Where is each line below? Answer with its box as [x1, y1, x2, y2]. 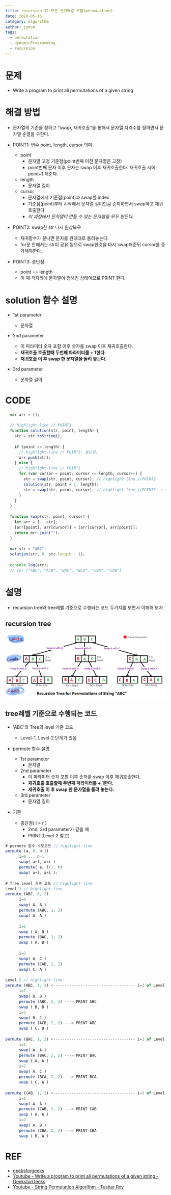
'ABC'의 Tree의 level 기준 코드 [12, 724, 74, 730]
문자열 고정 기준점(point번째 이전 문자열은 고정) [27, 158, 122, 164]
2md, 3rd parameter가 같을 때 [27, 826, 89, 832]
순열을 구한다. [22, 130, 50, 137]
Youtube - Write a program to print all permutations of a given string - [12, 1173, 159, 1179]
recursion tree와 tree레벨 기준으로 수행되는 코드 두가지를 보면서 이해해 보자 [12, 604, 163, 610]
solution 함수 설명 [5, 295, 78, 306]
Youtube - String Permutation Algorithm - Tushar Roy [12, 1184, 124, 1190]
